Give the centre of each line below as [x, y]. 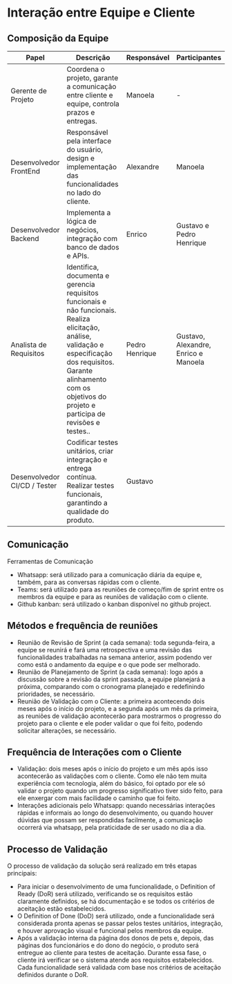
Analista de [29, 345]
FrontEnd [25, 171]
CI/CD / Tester [34, 485]
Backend [25, 238]
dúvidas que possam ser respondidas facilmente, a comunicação [110, 820]
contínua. [82, 477]
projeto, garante [93, 78]
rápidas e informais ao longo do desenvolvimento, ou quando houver [115, 813]
